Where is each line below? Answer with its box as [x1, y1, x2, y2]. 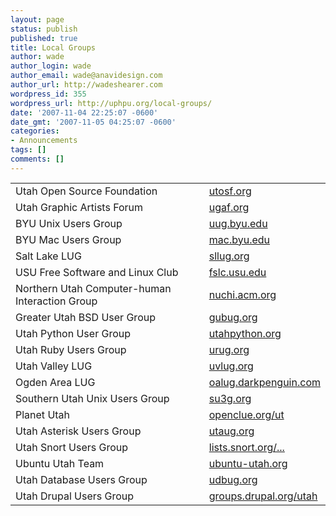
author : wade [10, 52, 65, 62]
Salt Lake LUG [15, 249, 82, 263]
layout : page [10, 14, 65, 25]
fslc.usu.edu [208, 265, 267, 279]
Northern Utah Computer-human [15, 281, 172, 295]
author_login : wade [10, 61, 92, 71]
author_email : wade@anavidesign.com [10, 71, 163, 81]
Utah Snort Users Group [15, 440, 129, 454]
